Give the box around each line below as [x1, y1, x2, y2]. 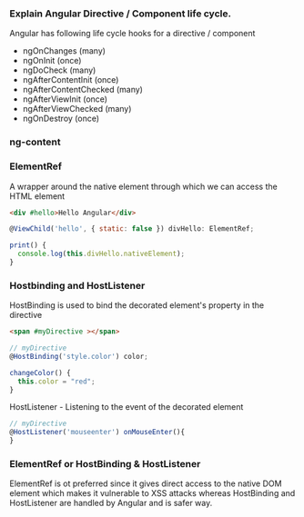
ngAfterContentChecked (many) [22, 85, 144, 95]
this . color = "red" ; [17, 376, 96, 386]
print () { [9, 241, 47, 250]
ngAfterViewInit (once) [22, 94, 107, 104]
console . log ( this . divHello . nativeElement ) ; [17, 249, 185, 259]
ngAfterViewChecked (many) [22, 104, 132, 114]
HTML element [9, 190, 66, 202]
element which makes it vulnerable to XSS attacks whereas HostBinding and [9, 488, 296, 499]
